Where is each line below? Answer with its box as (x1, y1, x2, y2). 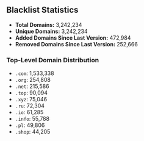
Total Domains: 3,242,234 (15, 21, 82, 28)
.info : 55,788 (15, 115, 50, 123)
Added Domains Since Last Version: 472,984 (15, 34, 131, 42)
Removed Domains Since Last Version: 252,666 (15, 40, 139, 48)
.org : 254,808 (15, 76, 51, 84)
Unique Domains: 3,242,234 (15, 27, 88, 35)
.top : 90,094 (15, 89, 48, 96)
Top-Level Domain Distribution (6, 56, 99, 64)
